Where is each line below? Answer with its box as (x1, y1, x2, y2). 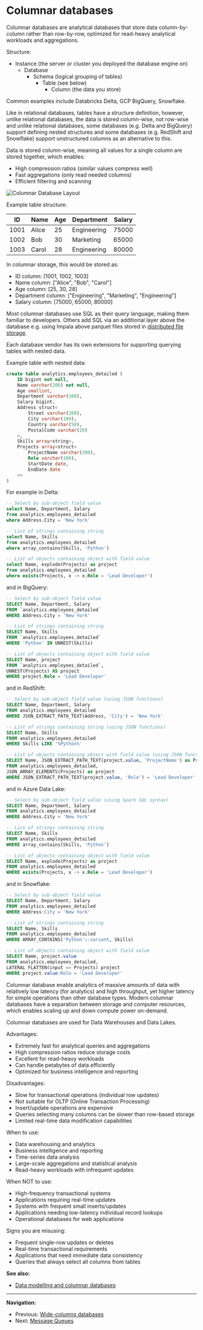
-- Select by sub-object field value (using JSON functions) (6, 696, 164, 703)
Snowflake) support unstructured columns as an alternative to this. (6, 134, 172, 142)
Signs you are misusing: (6, 1227, 66, 1234)
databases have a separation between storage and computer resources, (6, 1000, 186, 1007)
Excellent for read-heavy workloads (14, 1055, 105, 1062)
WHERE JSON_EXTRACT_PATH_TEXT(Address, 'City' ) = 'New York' (6, 713, 164, 719)
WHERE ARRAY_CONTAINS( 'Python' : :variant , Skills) (6, 937, 134, 943)
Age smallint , (17, 388, 53, 394)
